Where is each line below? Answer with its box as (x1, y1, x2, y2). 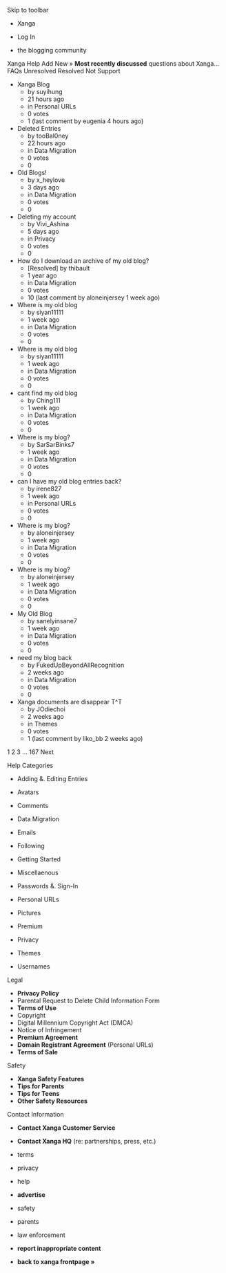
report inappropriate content (17, 1245, 101, 1252)
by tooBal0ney (27, 131, 69, 140)
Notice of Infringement (17, 1026, 82, 1034)
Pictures (17, 909, 41, 917)
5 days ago (27, 228, 60, 235)
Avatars (17, 788, 39, 796)
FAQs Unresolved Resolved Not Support (7, 67, 121, 75)
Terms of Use (17, 1004, 57, 1012)
